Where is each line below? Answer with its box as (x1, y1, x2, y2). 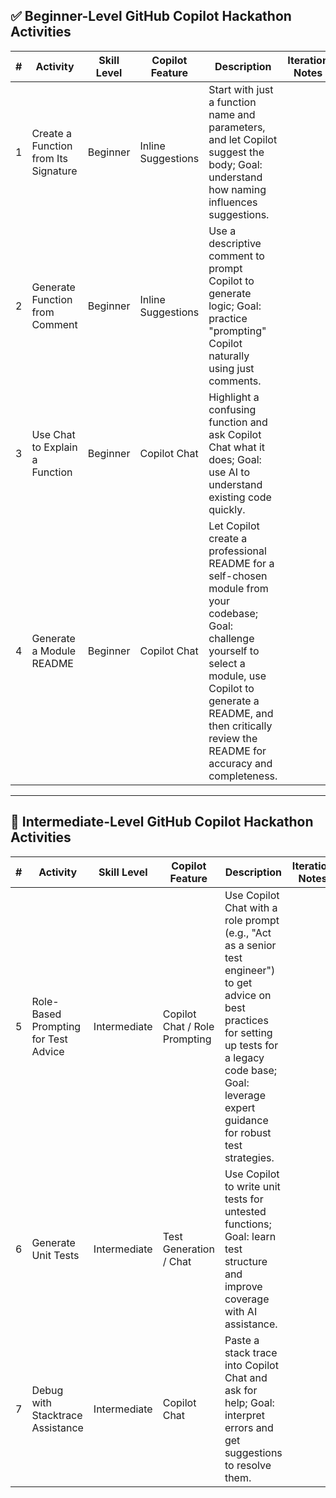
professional (208, 544, 267, 558)
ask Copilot (208, 427, 262, 441)
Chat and (224, 1370, 268, 1384)
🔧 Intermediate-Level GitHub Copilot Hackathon (10, 814, 314, 831)
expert (224, 1100, 256, 1114)
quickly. (208, 502, 246, 516)
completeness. (208, 769, 278, 783)
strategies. (224, 1150, 275, 1164)
